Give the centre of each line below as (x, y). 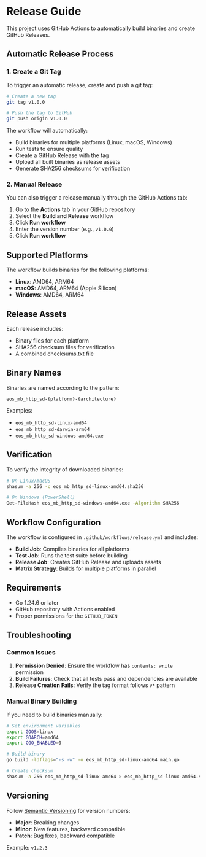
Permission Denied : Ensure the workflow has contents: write (94, 666)
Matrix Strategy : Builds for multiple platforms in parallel (86, 568)
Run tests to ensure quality (49, 149)
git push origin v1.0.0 (37, 119)
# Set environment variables (44, 726)
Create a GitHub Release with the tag (62, 155)
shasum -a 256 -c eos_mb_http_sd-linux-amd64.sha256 (75, 486)
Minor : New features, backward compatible (70, 829)
